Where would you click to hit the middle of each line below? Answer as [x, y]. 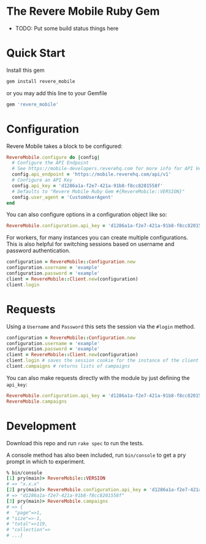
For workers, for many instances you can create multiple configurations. [97, 238]
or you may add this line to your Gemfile [57, 93]
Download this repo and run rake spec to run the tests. [75, 443]
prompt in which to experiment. [46, 461]
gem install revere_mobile [41, 81]
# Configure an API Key [42, 180]
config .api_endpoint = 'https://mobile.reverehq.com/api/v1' [92, 174]
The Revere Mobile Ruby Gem [83, 11]
